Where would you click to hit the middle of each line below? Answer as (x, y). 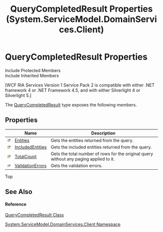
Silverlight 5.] (18, 95)
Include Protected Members (33, 70)
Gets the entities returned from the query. (92, 140)
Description (103, 133)
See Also (19, 192)
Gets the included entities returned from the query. (101, 147)
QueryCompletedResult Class (34, 215)
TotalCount (25, 156)
